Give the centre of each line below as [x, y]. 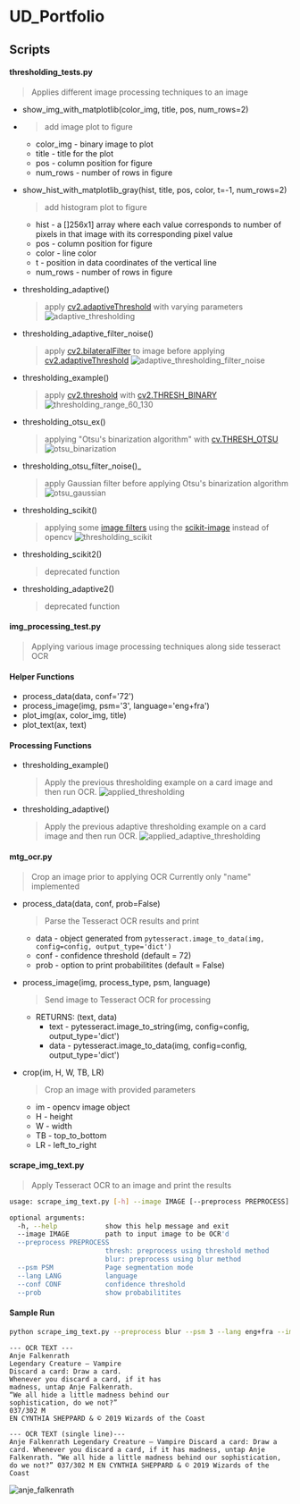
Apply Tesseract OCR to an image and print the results [131, 1185]
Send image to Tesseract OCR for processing [128, 1000]
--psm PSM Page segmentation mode [105, 1267]
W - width [54, 1126]
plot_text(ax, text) [54, 725]
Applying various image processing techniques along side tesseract [156, 646]
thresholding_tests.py [51, 72]
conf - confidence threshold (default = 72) [113, 955]
